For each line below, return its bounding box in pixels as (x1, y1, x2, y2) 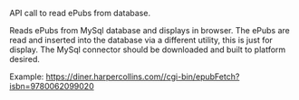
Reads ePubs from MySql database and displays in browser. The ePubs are (9, 25, 290, 35)
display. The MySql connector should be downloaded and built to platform (9, 44, 286, 55)
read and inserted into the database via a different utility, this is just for (9, 35, 274, 45)
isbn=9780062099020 (9, 81, 94, 91)
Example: (9, 71, 44, 82)
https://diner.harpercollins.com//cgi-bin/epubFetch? (45, 71, 240, 82)
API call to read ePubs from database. (9, 8, 151, 18)
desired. (9, 54, 41, 64)
